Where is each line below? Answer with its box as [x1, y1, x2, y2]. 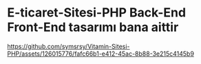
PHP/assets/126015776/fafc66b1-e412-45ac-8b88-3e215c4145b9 [7, 50, 195, 58]
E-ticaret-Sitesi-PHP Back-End [7, 5, 187, 21]
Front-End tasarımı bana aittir [7, 19, 179, 35]
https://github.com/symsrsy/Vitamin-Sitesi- [7, 42, 130, 50]
